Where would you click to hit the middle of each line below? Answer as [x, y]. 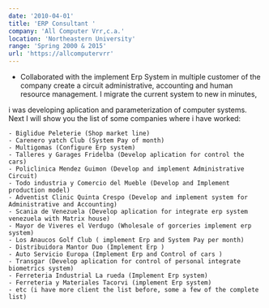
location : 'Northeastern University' [72, 39]
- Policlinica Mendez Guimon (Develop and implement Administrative [126, 169]
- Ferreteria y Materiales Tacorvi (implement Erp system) [110, 283]
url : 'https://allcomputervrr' [61, 54]
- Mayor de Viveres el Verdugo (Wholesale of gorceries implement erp [130, 226]
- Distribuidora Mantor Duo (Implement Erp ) [86, 247]
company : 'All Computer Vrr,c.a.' [67, 31]
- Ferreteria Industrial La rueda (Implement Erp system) [108, 275]
